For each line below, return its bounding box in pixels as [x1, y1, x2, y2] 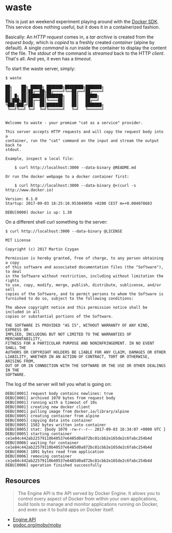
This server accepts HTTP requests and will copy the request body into [5, 129, 164, 134]
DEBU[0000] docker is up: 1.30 [5, 209, 72, 215]
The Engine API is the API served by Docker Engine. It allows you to [17, 490, 160, 496]
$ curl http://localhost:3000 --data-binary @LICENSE [5, 228, 123, 234]
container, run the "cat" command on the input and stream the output [5, 138, 159, 143]
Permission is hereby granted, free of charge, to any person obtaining [5, 255, 164, 261]
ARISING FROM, [5, 358, 36, 364]
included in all [5, 309, 40, 314]
